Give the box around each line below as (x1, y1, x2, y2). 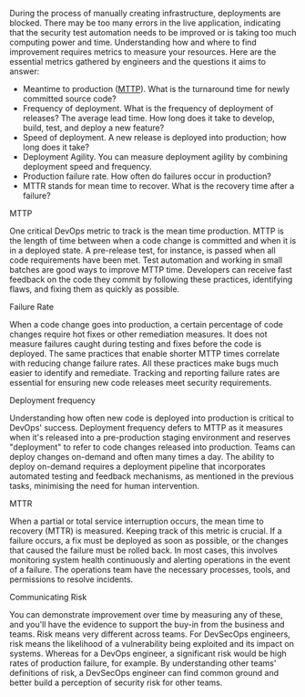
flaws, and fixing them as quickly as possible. (9, 284, 180, 295)
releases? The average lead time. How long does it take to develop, (22, 113, 275, 123)
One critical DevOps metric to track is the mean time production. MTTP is (9, 225, 284, 236)
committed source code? (22, 93, 117, 104)
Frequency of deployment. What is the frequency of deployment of (22, 103, 274, 113)
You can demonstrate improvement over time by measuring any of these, (9, 609, 283, 619)
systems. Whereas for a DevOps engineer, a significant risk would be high (9, 648, 287, 659)
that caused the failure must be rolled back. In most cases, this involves (9, 545, 278, 556)
